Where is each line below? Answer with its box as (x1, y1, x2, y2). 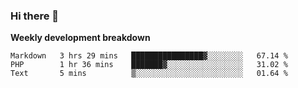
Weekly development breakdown (10, 32, 151, 44)
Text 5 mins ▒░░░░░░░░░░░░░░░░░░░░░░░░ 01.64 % (10, 69, 288, 79)
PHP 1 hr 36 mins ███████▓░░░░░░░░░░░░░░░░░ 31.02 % (10, 60, 288, 70)
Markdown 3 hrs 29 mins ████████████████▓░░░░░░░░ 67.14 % (10, 51, 288, 61)
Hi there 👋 (10, 9, 60, 23)
